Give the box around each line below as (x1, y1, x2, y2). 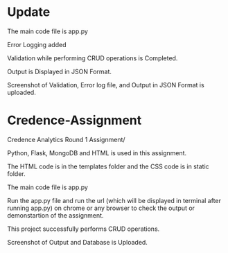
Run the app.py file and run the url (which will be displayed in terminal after (7, 196, 222, 204)
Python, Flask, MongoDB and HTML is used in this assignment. (7, 148, 187, 157)
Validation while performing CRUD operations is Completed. (7, 53, 178, 62)
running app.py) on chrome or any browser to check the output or (7, 204, 195, 212)
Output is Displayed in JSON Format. (7, 67, 112, 76)
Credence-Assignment (7, 112, 142, 128)
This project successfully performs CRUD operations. (7, 225, 160, 233)
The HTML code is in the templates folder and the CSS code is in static (7, 162, 209, 171)
